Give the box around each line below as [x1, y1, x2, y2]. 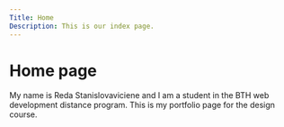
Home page [9, 60, 97, 81]
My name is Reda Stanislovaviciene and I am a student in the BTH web [9, 90, 270, 101]
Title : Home [9, 13, 54, 23]
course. [9, 109, 38, 120]
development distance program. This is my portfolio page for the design [9, 100, 276, 111]
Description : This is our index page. [9, 22, 155, 31]
